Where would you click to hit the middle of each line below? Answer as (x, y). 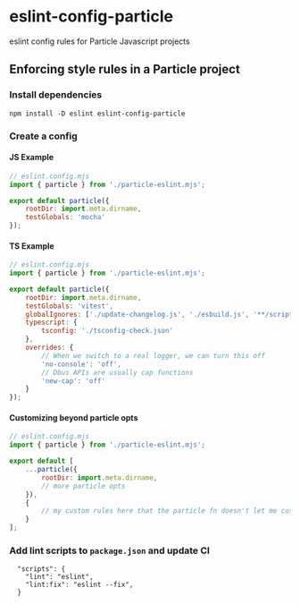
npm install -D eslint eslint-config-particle (97, 114)
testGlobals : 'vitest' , (70, 306)
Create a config (43, 136)
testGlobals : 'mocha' (65, 217)
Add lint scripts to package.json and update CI (109, 550)
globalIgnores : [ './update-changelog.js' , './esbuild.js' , (137, 314)
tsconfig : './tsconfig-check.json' (108, 331)
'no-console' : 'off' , (82, 364)
